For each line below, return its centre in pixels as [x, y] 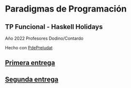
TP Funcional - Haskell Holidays [54, 27]
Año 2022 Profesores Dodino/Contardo [44, 38]
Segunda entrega [32, 79]
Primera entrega [30, 63]
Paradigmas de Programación [66, 9]
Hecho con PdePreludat [29, 48]
